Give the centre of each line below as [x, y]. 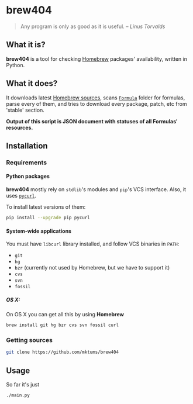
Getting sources [29, 340]
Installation [27, 146]
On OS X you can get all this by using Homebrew [65, 315]
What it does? [32, 83]
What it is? [26, 45]
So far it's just [23, 384]
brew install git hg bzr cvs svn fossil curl [62, 325]
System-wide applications [39, 231]
